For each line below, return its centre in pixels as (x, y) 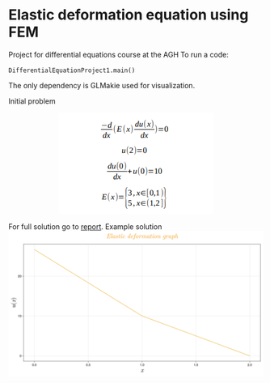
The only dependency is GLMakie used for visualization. (102, 85)
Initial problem (32, 101)
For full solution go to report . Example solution (85, 226)
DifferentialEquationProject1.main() (72, 70)
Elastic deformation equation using (129, 15)
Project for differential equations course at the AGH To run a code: (118, 54)
